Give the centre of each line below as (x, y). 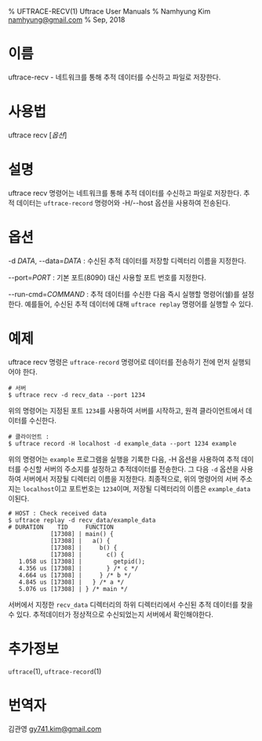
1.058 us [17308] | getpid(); (82, 561)
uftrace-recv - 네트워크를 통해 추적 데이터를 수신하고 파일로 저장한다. (115, 77)
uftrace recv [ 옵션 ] (38, 135)
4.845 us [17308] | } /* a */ (71, 582)
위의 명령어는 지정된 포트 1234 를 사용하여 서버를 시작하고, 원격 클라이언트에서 (126, 410)
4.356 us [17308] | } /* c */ (78, 568)
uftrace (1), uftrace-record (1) (55, 671)
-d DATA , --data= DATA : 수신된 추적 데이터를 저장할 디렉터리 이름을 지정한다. (127, 260)
